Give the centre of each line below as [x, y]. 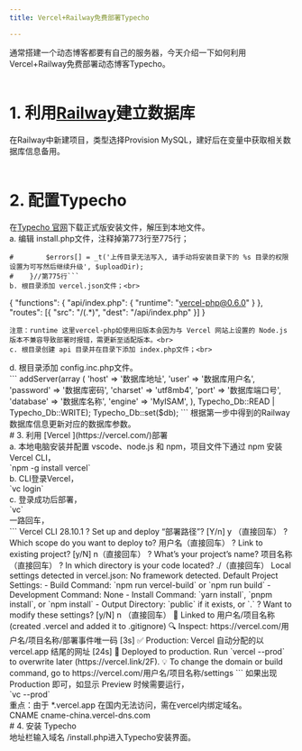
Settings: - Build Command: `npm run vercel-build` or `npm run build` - [140, 585]
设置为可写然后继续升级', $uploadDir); [77, 267]
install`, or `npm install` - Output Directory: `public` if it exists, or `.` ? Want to [151, 604]
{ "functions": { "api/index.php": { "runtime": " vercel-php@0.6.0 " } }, [136, 302]
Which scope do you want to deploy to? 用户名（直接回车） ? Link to [136, 543]
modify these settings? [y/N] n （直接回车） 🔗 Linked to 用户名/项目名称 [142, 615]
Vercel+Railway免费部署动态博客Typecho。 [90, 63]
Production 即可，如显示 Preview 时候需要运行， [99, 684]
